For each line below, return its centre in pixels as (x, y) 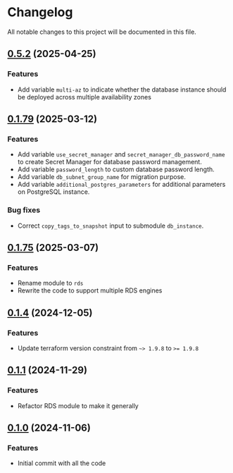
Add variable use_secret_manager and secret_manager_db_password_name (121, 154)
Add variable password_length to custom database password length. (116, 169)
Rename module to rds (50, 283)
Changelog (40, 12)
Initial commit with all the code (62, 463)
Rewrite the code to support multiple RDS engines (90, 290)
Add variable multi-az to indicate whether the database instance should (122, 90)
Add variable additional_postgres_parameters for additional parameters (121, 185)
